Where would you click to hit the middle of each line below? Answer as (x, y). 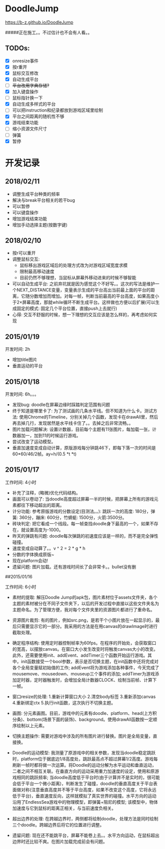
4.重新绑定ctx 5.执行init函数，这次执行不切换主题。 (64, 702)
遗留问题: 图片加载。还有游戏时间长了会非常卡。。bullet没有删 (74, 567)
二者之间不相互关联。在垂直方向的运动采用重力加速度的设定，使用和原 (83, 771)
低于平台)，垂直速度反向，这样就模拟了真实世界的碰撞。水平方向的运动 (84, 796)
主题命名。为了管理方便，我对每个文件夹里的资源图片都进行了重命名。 (83, 609)
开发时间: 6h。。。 (22, 394)
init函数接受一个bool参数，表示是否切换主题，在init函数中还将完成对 (90, 661)
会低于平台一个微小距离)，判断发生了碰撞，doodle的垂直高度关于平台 (83, 783)
